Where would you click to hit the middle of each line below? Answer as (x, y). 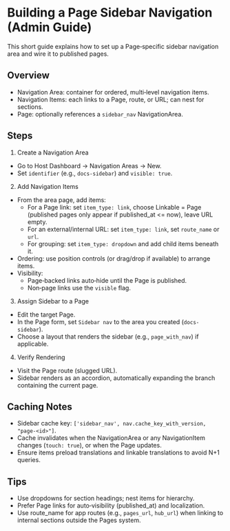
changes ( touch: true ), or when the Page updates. (89, 445)
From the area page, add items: (62, 200)
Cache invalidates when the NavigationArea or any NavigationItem (111, 438)
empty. (37, 221)
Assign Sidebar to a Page (53, 301)
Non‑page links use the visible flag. (79, 288)
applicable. (33, 343)
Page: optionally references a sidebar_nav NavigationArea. (100, 114)
